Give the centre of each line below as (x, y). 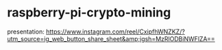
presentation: (26, 32)
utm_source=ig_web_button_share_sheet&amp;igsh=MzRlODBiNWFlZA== (111, 38)
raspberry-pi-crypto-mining (89, 13)
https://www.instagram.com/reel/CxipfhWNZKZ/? (115, 32)
